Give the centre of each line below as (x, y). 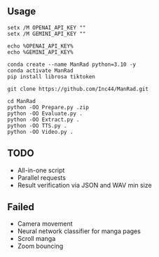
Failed (21, 207)
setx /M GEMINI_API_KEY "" (47, 34)
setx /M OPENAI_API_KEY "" (47, 27)
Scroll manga (36, 239)
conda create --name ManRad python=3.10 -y (72, 64)
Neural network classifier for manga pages (79, 231)
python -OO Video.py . (40, 132)
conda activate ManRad (40, 70)
